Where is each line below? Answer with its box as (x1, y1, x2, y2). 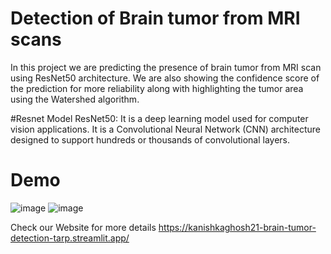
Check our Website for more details (10, 221, 157, 233)
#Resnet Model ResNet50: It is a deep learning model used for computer (10, 112, 309, 124)
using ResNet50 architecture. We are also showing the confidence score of (10, 72, 320, 84)
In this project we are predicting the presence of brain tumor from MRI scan (10, 61, 322, 73)
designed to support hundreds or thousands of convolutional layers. (10, 133, 291, 146)
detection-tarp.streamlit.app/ (10, 232, 130, 244)
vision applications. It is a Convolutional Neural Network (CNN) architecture (10, 123, 321, 135)
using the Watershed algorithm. (10, 93, 140, 105)
